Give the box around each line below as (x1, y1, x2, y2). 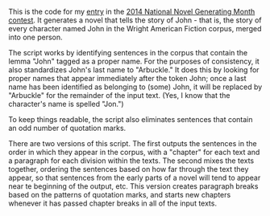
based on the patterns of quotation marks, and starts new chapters (8, 190, 231, 199)
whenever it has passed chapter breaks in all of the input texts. (8, 198, 218, 208)
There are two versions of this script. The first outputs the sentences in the (8, 139, 257, 148)
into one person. (8, 32, 63, 42)
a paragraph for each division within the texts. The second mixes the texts (8, 156, 255, 165)
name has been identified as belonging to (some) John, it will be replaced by (8, 82, 263, 92)
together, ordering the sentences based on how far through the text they (8, 165, 249, 173)
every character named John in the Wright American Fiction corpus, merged (8, 24, 262, 33)
